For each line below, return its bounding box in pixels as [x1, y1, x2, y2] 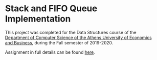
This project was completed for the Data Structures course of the [5, 29, 136, 35]
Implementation [5, 13, 71, 24]
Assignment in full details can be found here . [5, 49, 95, 55]
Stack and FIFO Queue [5, 3, 98, 14]
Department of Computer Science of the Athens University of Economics [5, 35, 152, 40]
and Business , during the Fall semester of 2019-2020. [5, 40, 113, 45]
